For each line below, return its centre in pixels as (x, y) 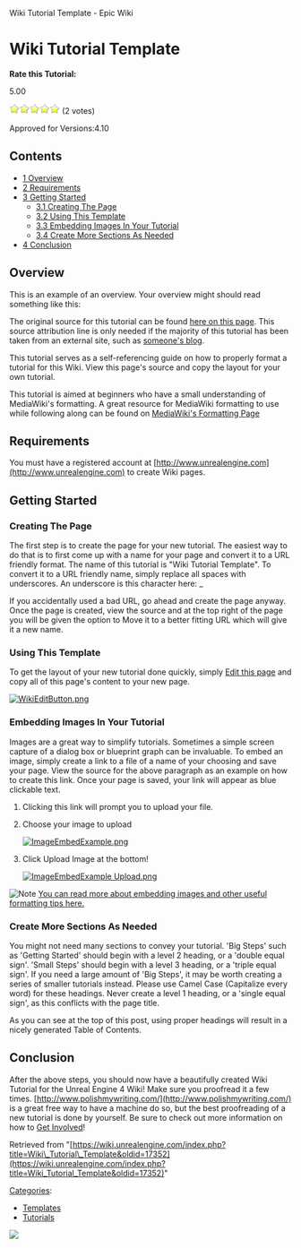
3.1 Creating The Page (76, 206)
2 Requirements (52, 187)
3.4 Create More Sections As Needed (105, 235)
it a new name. (36, 630)
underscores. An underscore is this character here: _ (106, 584)
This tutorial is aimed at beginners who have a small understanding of (138, 394)
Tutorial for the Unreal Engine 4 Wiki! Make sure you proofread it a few (140, 1089)
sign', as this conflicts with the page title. (84, 1003)
